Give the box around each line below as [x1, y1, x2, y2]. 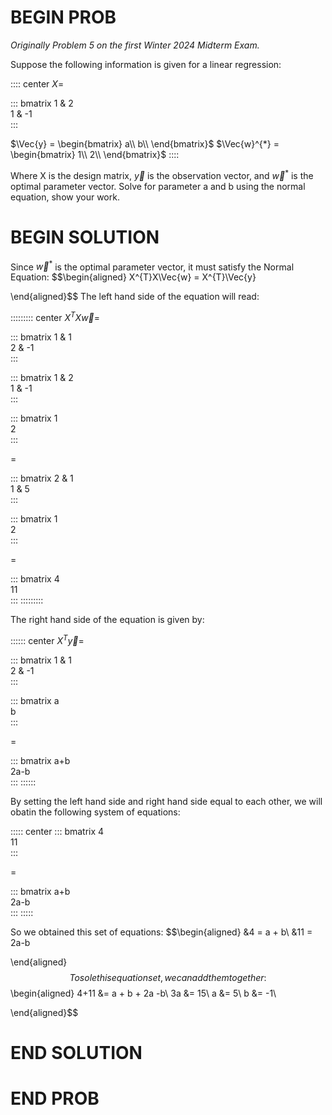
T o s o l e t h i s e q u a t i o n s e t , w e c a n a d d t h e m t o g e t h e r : [69, 971, 267, 983]
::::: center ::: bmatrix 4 [10, 825, 105, 837]
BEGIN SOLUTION [10, 226, 160, 248]
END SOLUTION [10, 1041, 143, 1064]
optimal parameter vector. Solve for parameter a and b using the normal [10, 180, 306, 192]
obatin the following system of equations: [10, 806, 181, 818]
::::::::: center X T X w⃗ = [10, 310, 101, 323]
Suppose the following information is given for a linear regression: [10, 58, 282, 70]
